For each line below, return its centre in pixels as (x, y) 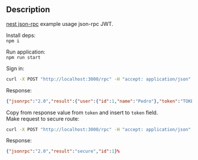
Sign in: (15, 68)
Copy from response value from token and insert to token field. (82, 112)
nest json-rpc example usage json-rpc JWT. (60, 24)
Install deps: (21, 35)
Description (28, 10)
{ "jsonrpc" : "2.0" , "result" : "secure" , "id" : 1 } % (63, 151)
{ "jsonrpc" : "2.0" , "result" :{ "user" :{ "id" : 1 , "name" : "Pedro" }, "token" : (93, 101)
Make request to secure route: (43, 119)
